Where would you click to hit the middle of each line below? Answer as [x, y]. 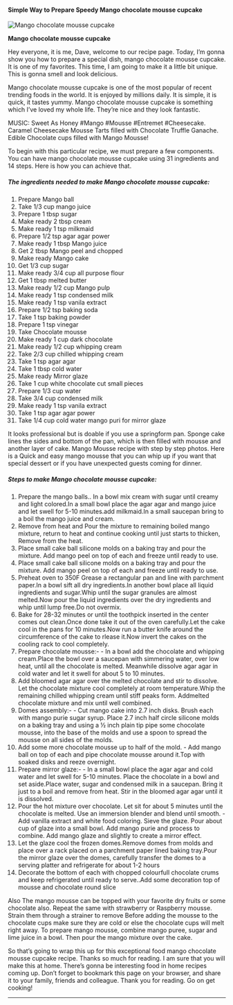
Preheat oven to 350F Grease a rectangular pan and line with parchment [121, 578]
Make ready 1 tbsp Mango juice [63, 243]
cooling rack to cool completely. [63, 644]
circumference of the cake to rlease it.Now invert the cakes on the [112, 637]
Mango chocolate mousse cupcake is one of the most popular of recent [110, 87]
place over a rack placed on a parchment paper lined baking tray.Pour [117, 850]
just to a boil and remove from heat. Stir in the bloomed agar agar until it [120, 791]
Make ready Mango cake [53, 258]
